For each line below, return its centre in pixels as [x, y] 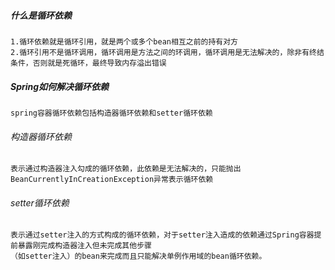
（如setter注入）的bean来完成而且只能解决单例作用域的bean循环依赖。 [138, 256]
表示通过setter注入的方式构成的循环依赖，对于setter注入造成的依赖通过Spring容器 [162, 235]
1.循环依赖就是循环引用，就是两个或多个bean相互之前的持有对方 [124, 41]
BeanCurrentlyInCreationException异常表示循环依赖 [112, 180]
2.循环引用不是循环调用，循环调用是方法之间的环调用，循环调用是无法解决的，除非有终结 [167, 52]
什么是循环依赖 [41, 15]
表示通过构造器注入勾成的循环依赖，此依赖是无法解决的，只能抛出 [126, 169]
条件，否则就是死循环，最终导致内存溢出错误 [88, 63]
